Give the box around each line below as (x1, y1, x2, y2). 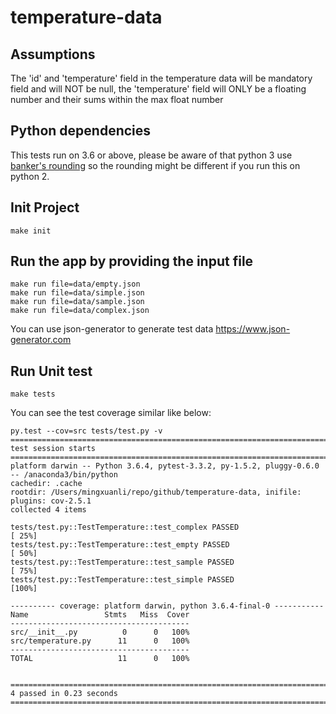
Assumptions (10, 46, 96, 63)
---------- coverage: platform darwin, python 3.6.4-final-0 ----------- (10, 601, 325, 611)
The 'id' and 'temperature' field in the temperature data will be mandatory (10, 72, 313, 84)
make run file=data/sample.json (10, 297, 145, 307)
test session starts (10, 444, 97, 454)
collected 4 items (10, 505, 87, 515)
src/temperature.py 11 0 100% (10, 636, 190, 646)
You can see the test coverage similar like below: (10, 407, 212, 419)
